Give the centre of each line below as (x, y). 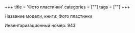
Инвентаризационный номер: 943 (40, 25)
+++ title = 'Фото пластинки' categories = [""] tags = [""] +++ (67, 7)
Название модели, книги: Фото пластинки (48, 16)
